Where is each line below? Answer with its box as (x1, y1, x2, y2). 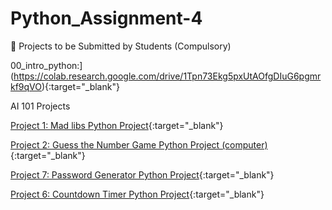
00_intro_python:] (10, 59, 83, 71)
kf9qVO (10, 80, 43, 92)
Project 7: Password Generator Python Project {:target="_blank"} (10, 168, 275, 181)
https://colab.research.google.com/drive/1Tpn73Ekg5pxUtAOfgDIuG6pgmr (13, 70, 322, 82)
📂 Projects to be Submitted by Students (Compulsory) (10, 40, 232, 52)
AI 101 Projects (10, 100, 71, 112)
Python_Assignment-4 (10, 7, 203, 30)
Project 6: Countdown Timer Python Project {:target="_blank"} (10, 188, 265, 200)
